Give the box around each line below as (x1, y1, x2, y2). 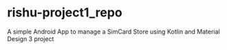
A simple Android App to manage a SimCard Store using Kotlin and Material (7, 27, 220, 36)
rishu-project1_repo (7, 5, 122, 21)
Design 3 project (7, 34, 54, 42)
